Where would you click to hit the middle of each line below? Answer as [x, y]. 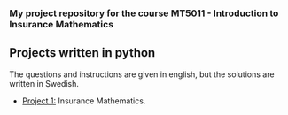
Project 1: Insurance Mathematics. [84, 101]
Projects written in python [82, 53]
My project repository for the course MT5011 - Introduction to [144, 13]
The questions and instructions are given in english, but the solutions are [142, 74]
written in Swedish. [44, 83]
